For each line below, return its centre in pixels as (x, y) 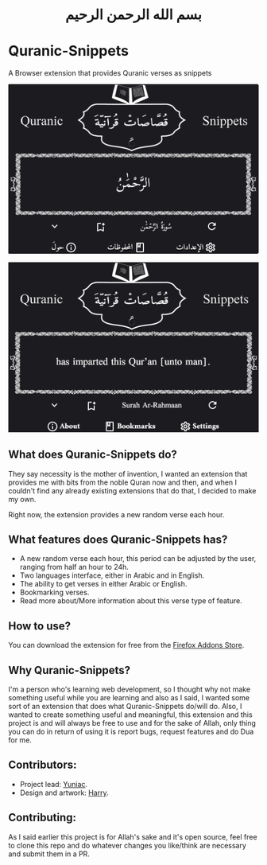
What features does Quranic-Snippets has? (118, 540)
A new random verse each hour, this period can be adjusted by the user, (138, 559)
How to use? (40, 626)
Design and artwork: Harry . (64, 793)
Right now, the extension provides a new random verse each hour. (116, 514)
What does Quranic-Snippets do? (93, 455)
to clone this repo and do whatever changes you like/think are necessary (127, 845)
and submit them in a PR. (49, 854)
